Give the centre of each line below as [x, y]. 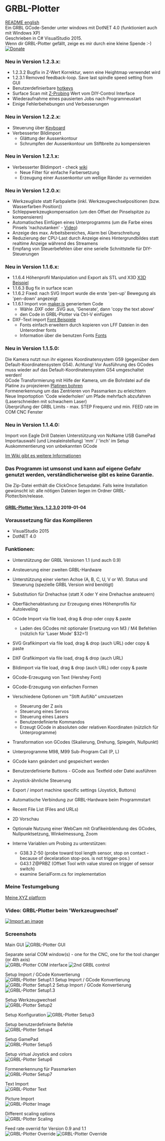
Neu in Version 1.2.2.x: [33, 117]
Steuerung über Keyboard [39, 127]
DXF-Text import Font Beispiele [44, 320]
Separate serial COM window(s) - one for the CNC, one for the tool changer [82, 955]
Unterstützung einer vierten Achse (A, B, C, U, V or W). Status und [80, 579]
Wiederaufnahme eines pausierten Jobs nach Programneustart [77, 99]
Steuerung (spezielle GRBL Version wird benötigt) [63, 584]
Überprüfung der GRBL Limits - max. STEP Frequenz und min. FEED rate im [82, 407]
